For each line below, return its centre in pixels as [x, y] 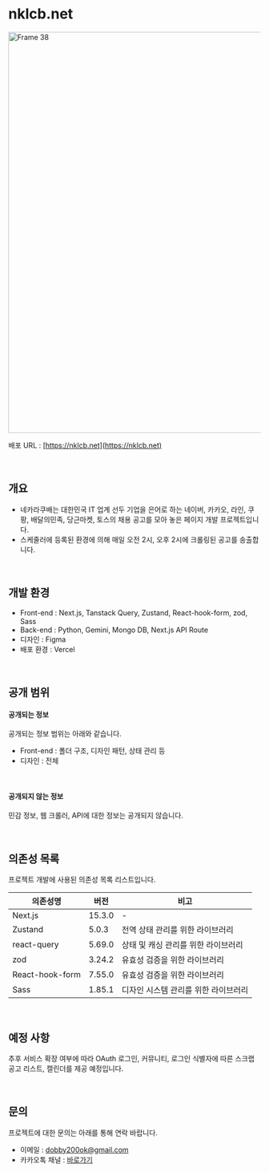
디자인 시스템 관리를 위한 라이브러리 [185, 990]
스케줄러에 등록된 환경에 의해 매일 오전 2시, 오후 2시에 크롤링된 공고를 [128, 539]
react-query [36, 945]
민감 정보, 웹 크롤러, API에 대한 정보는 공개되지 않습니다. [96, 816]
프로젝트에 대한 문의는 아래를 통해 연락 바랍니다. [83, 1133]
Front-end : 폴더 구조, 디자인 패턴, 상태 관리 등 [92, 751]
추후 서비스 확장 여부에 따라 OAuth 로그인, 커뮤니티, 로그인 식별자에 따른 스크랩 [131, 1058]
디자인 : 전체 [39, 761]
